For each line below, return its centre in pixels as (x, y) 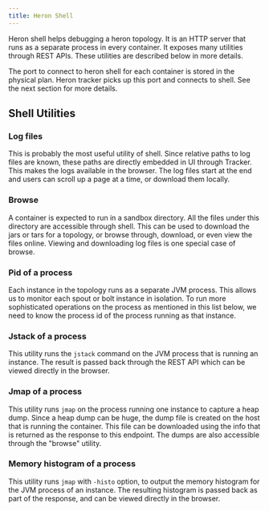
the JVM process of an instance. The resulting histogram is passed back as (133, 489)
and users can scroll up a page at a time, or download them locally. (119, 179)
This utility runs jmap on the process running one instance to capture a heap (134, 409)
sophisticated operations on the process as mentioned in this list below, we (132, 306)
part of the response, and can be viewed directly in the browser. (114, 498)
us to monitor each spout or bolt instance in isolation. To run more (117, 298)
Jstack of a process (47, 336)
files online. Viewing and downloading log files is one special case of (122, 243)
